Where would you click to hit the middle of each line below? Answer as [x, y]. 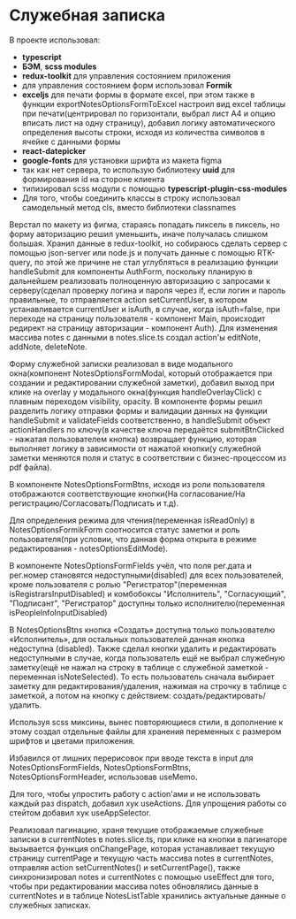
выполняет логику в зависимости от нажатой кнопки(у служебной [135, 448]
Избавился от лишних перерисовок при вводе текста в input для [131, 758]
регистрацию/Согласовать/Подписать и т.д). [94, 503]
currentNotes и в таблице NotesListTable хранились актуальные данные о [148, 895]
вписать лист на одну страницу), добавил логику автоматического [148, 123]
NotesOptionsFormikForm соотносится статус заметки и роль [125, 529]
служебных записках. [50, 905]
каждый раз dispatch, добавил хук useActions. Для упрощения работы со [148, 803]
